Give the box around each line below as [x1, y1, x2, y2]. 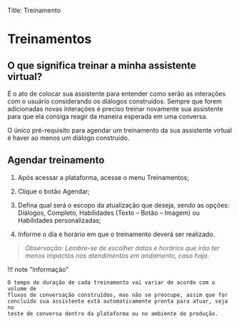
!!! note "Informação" [7, 265, 69, 273]
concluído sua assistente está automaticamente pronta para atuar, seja [7, 298, 228, 305]
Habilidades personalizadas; [17, 216, 101, 224]
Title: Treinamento [7, 6, 61, 14]
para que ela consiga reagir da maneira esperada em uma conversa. [7, 112, 208, 121]
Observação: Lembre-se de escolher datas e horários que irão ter [24, 243, 220, 252]
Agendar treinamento [7, 154, 105, 166]
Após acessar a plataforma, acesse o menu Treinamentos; [17, 173, 189, 181]
